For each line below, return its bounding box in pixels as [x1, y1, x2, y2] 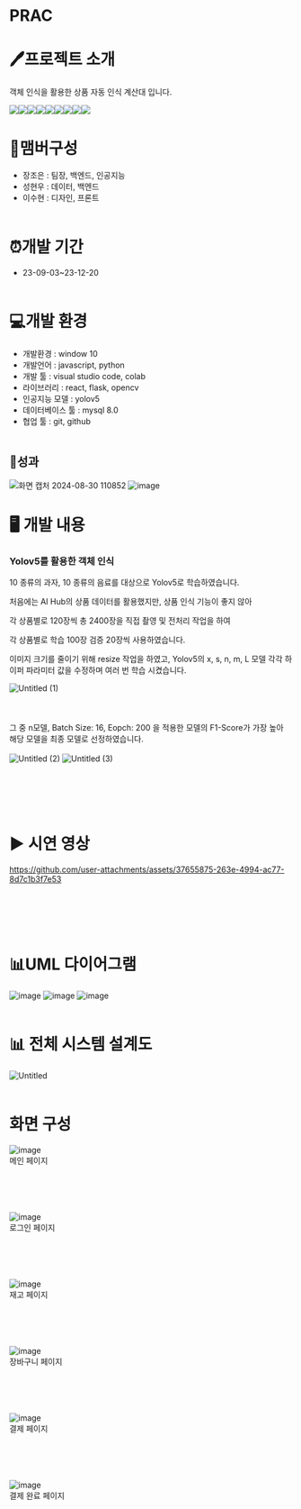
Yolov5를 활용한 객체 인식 [9, 555, 115, 568]
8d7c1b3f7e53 [9, 874, 62, 885]
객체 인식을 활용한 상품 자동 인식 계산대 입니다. [9, 86, 173, 97]
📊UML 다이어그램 [9, 954, 137, 975]
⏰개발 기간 [9, 237, 84, 258]
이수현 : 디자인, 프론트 [22, 193, 100, 204]
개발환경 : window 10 [22, 348, 98, 359]
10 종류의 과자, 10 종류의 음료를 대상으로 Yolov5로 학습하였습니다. [9, 577, 240, 588]
